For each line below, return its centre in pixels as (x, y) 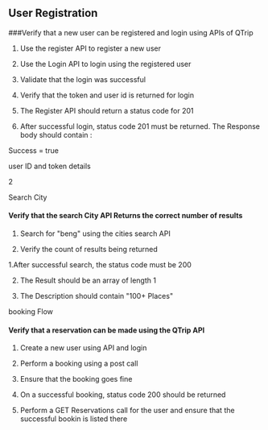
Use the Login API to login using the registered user (105, 64)
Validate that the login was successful (83, 79)
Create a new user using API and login (83, 348)
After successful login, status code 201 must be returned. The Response (140, 126)
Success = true (33, 150)
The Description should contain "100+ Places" (97, 296)
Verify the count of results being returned (89, 250)
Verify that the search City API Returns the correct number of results (126, 216)
